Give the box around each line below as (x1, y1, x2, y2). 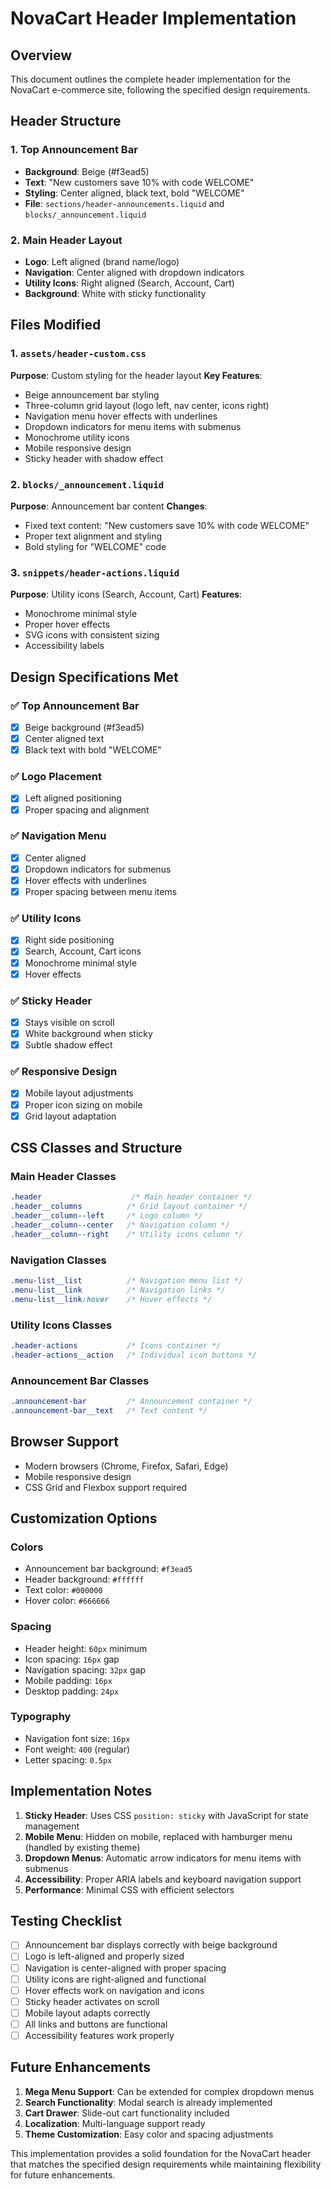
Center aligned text (24, 733, 105, 745)
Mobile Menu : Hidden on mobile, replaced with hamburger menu (24, 1830, 293, 1842)
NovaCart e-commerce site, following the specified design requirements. (10, 84, 311, 96)
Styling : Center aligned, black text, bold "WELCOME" (24, 187, 245, 199)
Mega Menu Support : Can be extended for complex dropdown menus (24, 2085, 315, 2097)
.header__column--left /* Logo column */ (10, 1211, 203, 1221)
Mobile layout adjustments (24, 1087, 134, 1099)
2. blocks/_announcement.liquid (10, 477, 165, 491)
